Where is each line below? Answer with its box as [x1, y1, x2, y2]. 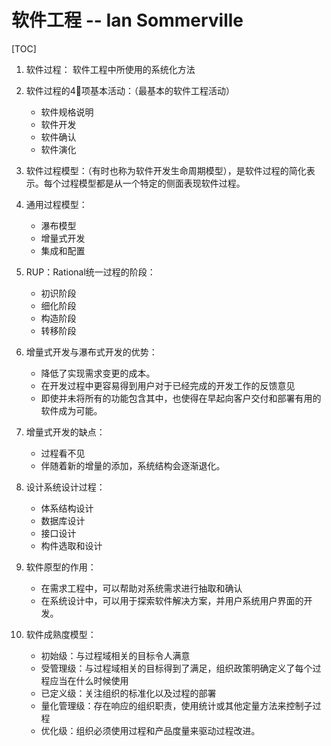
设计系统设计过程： [25, 481, 106, 493]
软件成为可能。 [40, 404, 103, 416]
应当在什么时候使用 [49, 674, 129, 686]
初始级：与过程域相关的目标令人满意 [40, 649, 191, 661]
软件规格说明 [40, 106, 94, 118]
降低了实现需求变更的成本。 [40, 367, 156, 379]
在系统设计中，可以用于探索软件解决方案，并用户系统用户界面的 [40, 594, 304, 606]
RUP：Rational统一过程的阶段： [25, 266, 156, 278]
